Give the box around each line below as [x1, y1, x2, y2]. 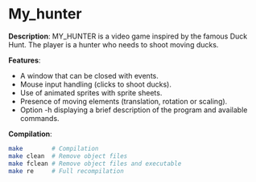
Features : [8, 55, 41, 65]
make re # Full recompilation [8, 167, 125, 175]
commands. [19, 113, 60, 123]
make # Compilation [8, 144, 99, 152]
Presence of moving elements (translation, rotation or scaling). [19, 96, 228, 106]
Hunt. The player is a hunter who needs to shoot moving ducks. [8, 39, 219, 49]
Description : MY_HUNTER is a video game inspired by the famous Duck [8, 31, 248, 41]
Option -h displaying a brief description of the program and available [19, 105, 248, 115]
